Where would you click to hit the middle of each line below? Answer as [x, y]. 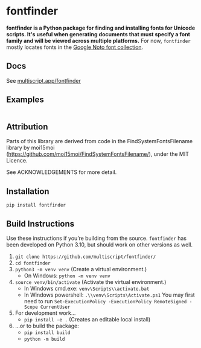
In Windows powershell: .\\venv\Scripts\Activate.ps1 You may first [109, 295]
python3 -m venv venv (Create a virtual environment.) [81, 269]
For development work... [45, 313]
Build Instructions [40, 224]
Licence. [17, 161]
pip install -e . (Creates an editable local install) [87, 319]
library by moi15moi [30, 148]
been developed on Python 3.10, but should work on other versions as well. [100, 245]
